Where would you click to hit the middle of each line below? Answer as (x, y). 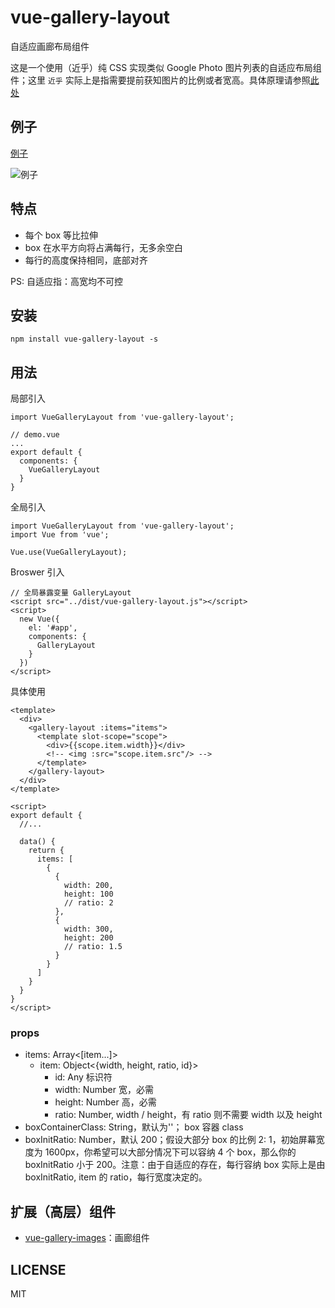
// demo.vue (35, 435)
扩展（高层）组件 (63, 1211)
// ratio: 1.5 (93, 947)
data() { (37, 842)
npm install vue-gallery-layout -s (84, 339)
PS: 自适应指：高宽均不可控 (66, 281)
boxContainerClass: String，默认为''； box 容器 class (134, 1127)
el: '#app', (53, 628)
